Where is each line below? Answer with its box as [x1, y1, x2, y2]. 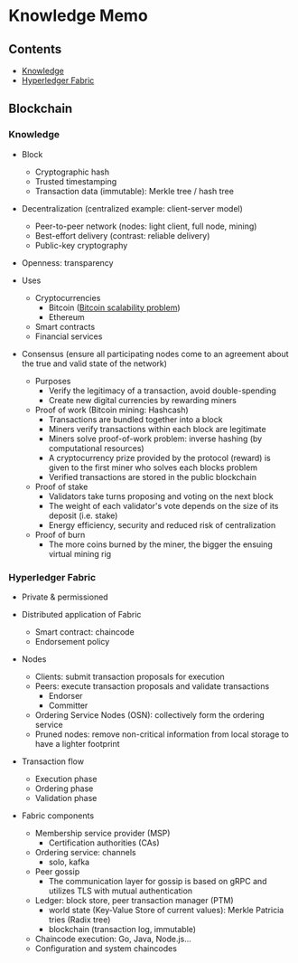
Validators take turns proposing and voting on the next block [48, 490, 274, 502]
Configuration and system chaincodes [34, 942, 178, 954]
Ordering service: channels [34, 846, 136, 857]
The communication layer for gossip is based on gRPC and [48, 875, 267, 886]
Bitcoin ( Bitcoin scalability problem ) [48, 302, 182, 313]
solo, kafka [48, 856, 90, 867]
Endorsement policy [34, 636, 110, 647]
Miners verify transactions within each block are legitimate [48, 423, 267, 434]
